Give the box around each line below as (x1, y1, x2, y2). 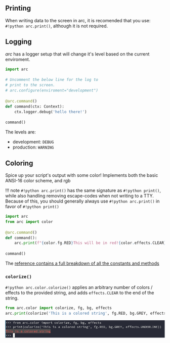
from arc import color (5, 219, 53, 224)
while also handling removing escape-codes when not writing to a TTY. (5, 193, 154, 199)
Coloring (5, 159, 33, 167)
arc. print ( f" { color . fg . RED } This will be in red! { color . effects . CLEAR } (14, 240, 166, 246)
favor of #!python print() (5, 204, 59, 210)
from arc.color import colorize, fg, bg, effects (5, 306, 112, 311)
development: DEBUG (12, 139, 54, 145)
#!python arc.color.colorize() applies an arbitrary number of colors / (5, 284, 153, 290)
